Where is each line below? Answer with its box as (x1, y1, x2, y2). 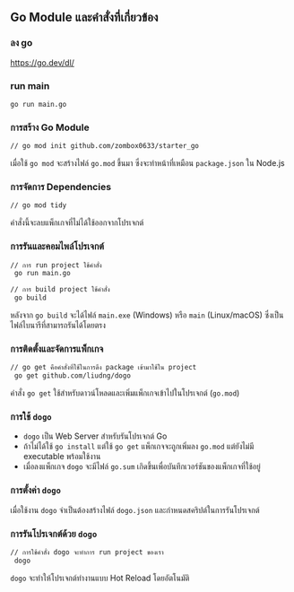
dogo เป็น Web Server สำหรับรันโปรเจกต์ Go (22, 431, 168, 441)
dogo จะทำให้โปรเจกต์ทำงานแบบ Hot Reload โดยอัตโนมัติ (10, 572, 190, 583)
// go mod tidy (10, 201, 67, 210)
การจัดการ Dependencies (10, 180, 111, 193)
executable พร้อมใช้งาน (22, 451, 101, 462)
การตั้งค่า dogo (10, 484, 62, 497)
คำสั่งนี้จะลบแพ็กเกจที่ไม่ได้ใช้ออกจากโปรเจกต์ (10, 217, 144, 228)
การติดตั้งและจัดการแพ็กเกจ (10, 343, 104, 355)
